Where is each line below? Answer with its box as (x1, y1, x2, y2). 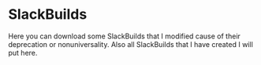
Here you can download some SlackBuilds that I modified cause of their (8, 31, 240, 41)
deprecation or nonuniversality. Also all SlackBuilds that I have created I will (8, 39, 254, 49)
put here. (8, 48, 38, 57)
